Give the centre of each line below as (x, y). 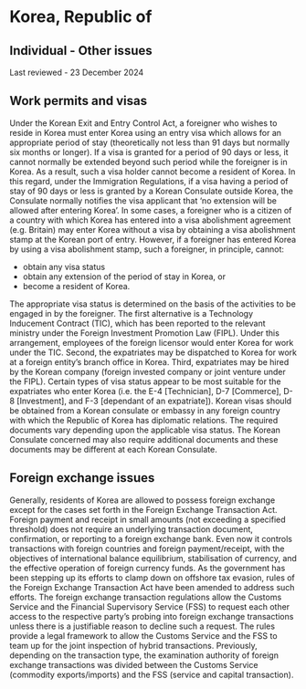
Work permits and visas (79, 101)
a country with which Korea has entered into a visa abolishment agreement (150, 220)
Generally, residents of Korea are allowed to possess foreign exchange (142, 500)
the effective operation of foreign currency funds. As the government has (148, 568)
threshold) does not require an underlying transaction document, (132, 529)
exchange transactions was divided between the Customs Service (134, 664)
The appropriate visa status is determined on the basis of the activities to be (153, 304)
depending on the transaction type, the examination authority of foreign (144, 655)
